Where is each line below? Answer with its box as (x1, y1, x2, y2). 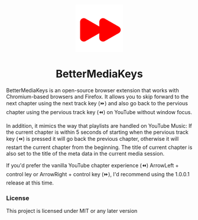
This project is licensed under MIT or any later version (6, 208, 138, 215)
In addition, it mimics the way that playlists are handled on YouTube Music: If (6, 122, 192, 129)
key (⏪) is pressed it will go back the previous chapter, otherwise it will (6, 135, 179, 142)
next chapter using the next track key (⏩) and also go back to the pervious (6, 99, 188, 106)
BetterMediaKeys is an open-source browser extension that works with (6, 86, 179, 93)
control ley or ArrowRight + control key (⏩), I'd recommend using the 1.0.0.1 (6, 170, 190, 177)
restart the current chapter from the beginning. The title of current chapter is (6, 144, 193, 151)
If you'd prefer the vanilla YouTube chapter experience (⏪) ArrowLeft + (6, 161, 179, 169)
